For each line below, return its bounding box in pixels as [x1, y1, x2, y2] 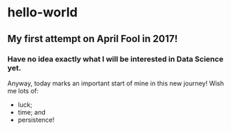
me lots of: [7, 86, 39, 95]
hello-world [7, 4, 78, 21]
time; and [17, 108, 46, 116]
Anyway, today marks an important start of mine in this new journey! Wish [7, 79, 225, 88]
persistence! [17, 115, 55, 124]
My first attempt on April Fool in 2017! [7, 33, 178, 45]
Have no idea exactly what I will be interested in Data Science [7, 54, 224, 64]
